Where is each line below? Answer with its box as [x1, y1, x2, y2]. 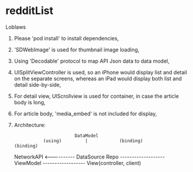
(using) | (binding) [43, 137, 143, 144]
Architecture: [13, 121, 46, 128]
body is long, [13, 98, 46, 106]
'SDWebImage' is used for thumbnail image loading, [13, 46, 140, 53]
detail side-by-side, [13, 81, 62, 88]
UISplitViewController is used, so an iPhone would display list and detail [13, 68, 187, 75]
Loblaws [5, 23, 26, 30]
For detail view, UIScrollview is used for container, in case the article [13, 92, 180, 99]
